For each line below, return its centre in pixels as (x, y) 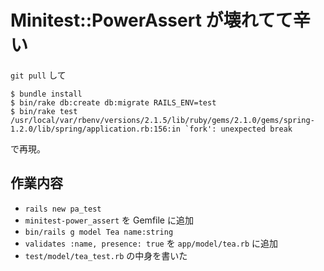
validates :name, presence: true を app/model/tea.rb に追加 (151, 243)
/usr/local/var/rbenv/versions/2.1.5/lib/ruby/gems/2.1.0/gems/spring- (162, 120)
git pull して (38, 75)
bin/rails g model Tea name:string (99, 232)
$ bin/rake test (44, 111)
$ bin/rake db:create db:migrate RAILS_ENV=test (113, 102)
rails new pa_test (63, 209)
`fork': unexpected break (238, 129)
